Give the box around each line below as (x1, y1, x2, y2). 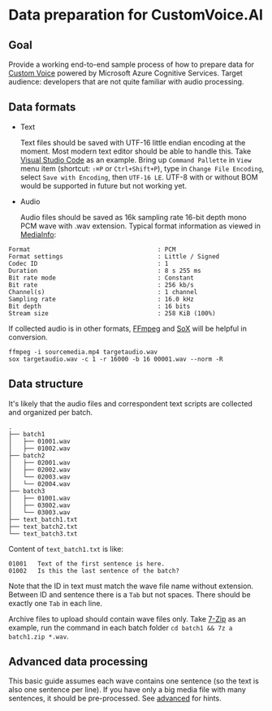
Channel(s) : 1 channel (8, 288, 198, 296)
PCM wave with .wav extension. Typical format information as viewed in (19, 221, 261, 231)
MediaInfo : (19, 229, 57, 239)
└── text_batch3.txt (8, 530, 79, 538)
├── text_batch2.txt (8, 522, 79, 531)
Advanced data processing (8, 655, 149, 669)
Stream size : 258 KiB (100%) (8, 309, 217, 318)
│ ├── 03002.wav (8, 501, 71, 509)
